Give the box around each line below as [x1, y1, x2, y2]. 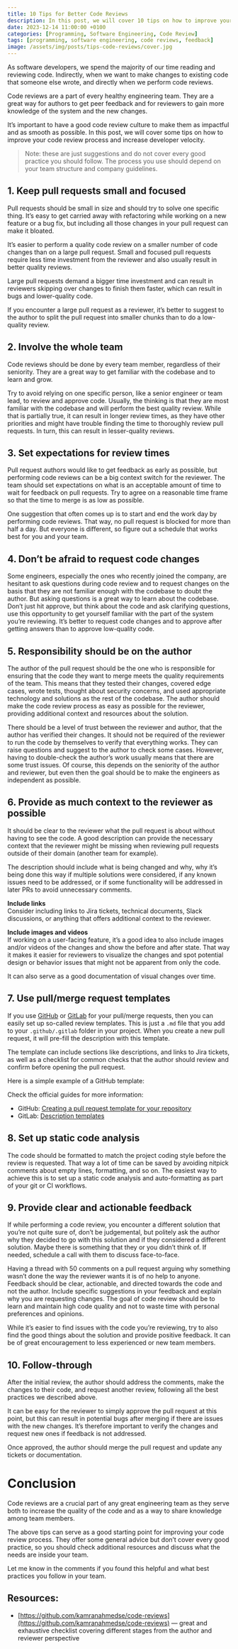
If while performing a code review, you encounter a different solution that [7, 1220, 221, 1229]
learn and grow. [7, 375, 53, 383]
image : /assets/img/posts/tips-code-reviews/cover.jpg [7, 43, 173, 50]
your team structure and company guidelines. [24, 165, 158, 172]
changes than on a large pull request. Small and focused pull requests [7, 248, 211, 256]
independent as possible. [7, 776, 81, 784]
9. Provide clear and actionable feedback [7, 1201, 193, 1214]
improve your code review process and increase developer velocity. [7, 136, 205, 144]
